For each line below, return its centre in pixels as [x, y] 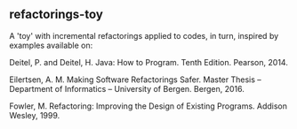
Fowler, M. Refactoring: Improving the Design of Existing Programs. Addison [148, 106]
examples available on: [51, 45]
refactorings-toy [56, 15]
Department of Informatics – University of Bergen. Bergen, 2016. [127, 88]
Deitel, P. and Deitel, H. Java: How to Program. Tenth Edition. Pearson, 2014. [149, 62]
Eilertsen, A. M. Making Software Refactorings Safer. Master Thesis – [136, 80]
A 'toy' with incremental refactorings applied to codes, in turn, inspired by [144, 35]
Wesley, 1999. [35, 115]
